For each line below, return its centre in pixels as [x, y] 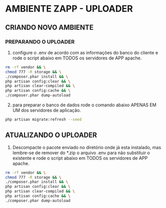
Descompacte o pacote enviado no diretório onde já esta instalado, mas [87, 147]
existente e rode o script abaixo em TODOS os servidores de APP [80, 158]
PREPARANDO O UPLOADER [40, 42]
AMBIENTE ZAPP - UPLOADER [69, 9]
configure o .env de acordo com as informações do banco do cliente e [85, 52]
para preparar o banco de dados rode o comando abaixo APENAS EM [84, 105]
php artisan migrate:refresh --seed [43, 119]
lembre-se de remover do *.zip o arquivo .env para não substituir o [81, 153]
